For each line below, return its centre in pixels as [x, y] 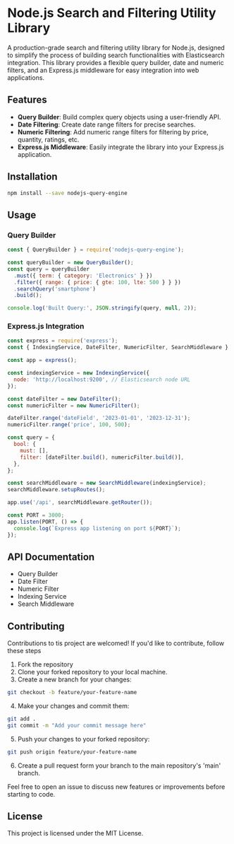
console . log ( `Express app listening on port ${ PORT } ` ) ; [97, 528]
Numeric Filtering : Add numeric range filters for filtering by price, [113, 131]
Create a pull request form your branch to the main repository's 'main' [119, 766]
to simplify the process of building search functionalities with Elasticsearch [116, 55]
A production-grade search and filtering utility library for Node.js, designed [116, 47]
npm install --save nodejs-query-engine [68, 193]
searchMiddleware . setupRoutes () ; [56, 490]
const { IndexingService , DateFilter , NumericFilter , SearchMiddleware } [118, 348]
